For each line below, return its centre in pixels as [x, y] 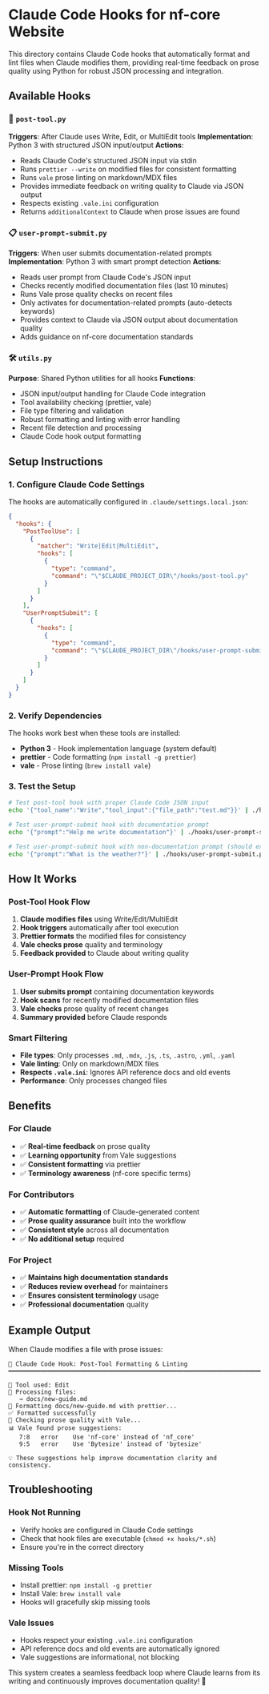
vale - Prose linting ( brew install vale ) [85, 765]
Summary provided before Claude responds [93, 1017]
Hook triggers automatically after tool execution [99, 928]
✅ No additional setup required [72, 1238]
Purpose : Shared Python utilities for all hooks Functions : [102, 379]
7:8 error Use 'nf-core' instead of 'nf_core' [107, 1437]
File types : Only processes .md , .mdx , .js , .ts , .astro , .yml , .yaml [128, 1055]
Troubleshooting [51, 1489]
